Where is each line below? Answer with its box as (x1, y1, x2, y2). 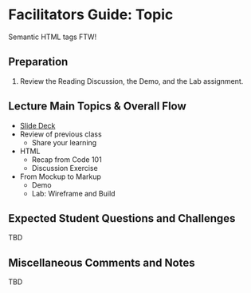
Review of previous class (19, 129, 102, 139)
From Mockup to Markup (19, 172, 102, 181)
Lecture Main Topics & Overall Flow (8, 100, 187, 113)
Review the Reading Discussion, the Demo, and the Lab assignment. (19, 76, 244, 85)
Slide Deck (19, 121, 56, 130)
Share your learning (31, 137, 97, 147)
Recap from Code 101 (31, 154, 102, 164)
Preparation (8, 55, 69, 69)
